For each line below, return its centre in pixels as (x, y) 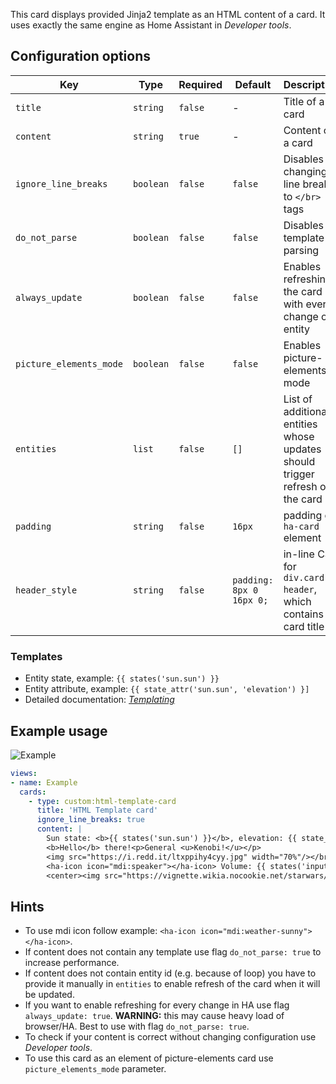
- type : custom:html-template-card (102, 801)
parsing (301, 250)
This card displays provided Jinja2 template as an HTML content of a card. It (168, 14)
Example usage (59, 730)
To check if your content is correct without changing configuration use (170, 1037)
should (299, 461)
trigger (299, 474)
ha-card (301, 526)
